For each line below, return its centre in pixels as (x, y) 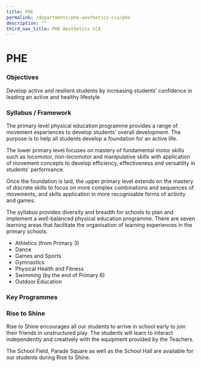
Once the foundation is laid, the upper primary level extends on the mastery (100, 181)
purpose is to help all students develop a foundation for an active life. (92, 139)
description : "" (26, 23)
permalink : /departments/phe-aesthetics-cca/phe (68, 18)
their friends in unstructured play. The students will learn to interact (90, 333)
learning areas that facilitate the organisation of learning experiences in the (99, 225)
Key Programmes (32, 297)
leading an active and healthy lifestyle (53, 97)
